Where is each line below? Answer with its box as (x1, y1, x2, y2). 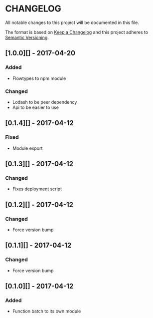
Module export (12, 145, 43, 151)
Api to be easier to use (12, 104, 59, 110)
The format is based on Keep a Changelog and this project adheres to (5, 29, 149, 35)
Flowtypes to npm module (12, 75, 66, 81)
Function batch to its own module (12, 308, 81, 315)
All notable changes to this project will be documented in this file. (5, 19, 140, 25)
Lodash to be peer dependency (12, 99, 77, 105)
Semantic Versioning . (5, 34, 49, 40)
